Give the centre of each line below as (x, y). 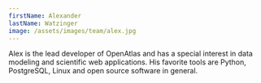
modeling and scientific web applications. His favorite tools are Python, (127, 62)
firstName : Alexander (45, 16)
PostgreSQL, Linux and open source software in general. (103, 71)
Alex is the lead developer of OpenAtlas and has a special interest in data (131, 54)
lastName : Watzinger (43, 23)
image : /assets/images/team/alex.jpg (72, 31)
